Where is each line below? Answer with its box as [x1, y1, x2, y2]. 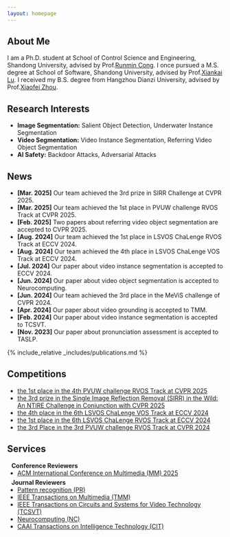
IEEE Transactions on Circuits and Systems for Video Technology [16, 500, 201, 508]
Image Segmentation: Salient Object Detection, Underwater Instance [16, 121, 214, 129]
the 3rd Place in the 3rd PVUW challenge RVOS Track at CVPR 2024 [16, 423, 211, 431]
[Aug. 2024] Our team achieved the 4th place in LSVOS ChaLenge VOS [16, 247, 220, 255]
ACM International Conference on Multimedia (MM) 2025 [16, 469, 179, 477]
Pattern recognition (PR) [16, 485, 86, 494]
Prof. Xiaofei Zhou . [7, 83, 58, 92]
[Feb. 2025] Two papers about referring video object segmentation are [16, 218, 218, 227]
